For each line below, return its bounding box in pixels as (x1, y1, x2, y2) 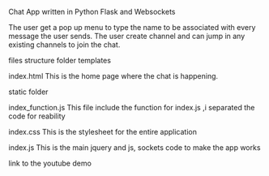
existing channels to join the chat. (8, 40, 121, 49)
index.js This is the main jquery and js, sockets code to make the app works (8, 143, 261, 152)
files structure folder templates (8, 56, 112, 65)
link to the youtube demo (8, 158, 92, 168)
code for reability (8, 111, 66, 121)
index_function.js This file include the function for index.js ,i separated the (8, 103, 255, 112)
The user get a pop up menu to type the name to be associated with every (8, 23, 256, 32)
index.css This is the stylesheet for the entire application (8, 127, 197, 136)
